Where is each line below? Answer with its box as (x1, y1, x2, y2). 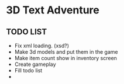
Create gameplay (14, 61, 57, 68)
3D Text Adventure (6, 3, 99, 17)
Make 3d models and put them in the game (14, 48, 118, 55)
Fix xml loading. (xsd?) (14, 42, 69, 49)
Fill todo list (14, 67, 43, 73)
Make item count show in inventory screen (14, 55, 117, 61)
